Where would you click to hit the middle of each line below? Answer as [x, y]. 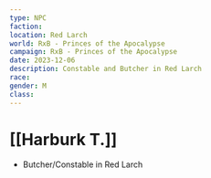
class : [22, 94]
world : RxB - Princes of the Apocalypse [88, 43]
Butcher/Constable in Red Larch [83, 164]
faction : [26, 26]
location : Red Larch [49, 35]
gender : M [28, 86]
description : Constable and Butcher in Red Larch [106, 69]
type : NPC [28, 18]
